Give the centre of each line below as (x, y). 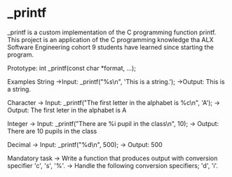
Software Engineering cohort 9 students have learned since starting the (110, 47)
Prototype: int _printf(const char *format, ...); (72, 68)
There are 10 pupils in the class (52, 131)
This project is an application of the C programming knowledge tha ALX (110, 39)
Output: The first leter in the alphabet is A (67, 110)
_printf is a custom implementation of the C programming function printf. (112, 32)
